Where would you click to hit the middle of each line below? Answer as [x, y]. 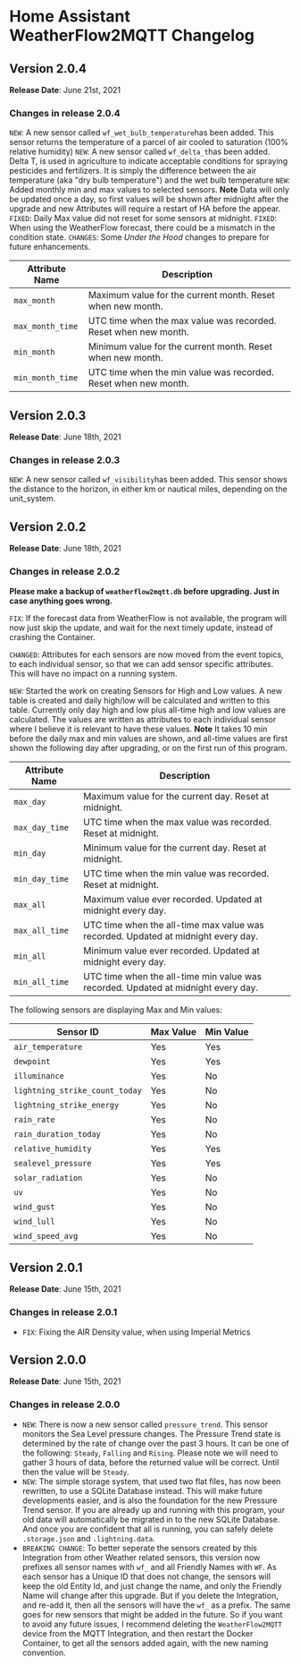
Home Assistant [70, 17]
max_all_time [42, 930]
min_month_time [46, 378]
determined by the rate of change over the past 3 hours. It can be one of [155, 1443]
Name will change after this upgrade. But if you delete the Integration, [150, 1595]
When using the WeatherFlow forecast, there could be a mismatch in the [142, 228]
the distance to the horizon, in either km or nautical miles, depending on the [148, 489]
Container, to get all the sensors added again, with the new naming [145, 1643]
